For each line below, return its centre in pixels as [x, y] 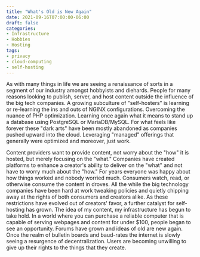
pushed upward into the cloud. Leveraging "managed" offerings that [90, 135]
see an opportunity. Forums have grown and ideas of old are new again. [95, 229]
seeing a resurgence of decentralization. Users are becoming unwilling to [96, 241]
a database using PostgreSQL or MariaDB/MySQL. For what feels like [91, 122]
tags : [13, 51]
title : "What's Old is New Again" [49, 12]
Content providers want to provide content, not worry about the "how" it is [98, 153]
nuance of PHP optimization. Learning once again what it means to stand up [100, 116]
